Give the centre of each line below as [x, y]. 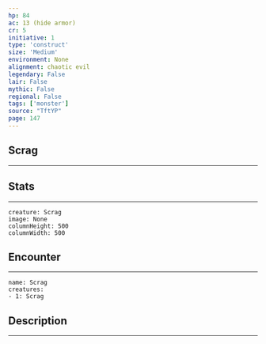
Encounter [34, 257]
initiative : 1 [32, 38]
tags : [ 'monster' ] [38, 104]
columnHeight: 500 [38, 226]
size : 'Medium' [33, 52]
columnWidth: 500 [37, 233]
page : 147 [25, 119]
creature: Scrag [35, 212]
